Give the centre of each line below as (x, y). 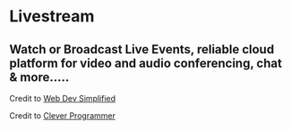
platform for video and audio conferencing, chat (145, 63)
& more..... (39, 77)
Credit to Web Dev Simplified (63, 98)
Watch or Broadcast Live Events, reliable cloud (142, 49)
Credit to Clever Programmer (63, 116)
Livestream (52, 16)
